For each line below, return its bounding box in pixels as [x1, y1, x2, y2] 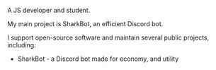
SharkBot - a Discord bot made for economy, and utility [17, 54, 179, 63]
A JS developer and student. [7, 6, 91, 14]
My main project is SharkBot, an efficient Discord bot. [7, 20, 164, 28]
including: [7, 41, 37, 49]
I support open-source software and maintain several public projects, [7, 33, 210, 42]
